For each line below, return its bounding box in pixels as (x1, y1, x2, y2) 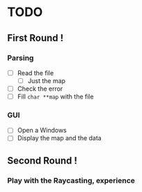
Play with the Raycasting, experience (7, 175, 136, 185)
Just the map (27, 76, 66, 84)
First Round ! (7, 32, 64, 44)
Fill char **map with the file (17, 92, 94, 101)
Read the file (17, 68, 54, 77)
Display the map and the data (17, 134, 102, 142)
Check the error (17, 84, 63, 93)
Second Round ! (7, 154, 78, 166)
